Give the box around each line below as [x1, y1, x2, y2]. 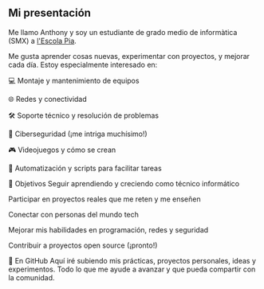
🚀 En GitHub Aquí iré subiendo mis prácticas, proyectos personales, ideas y [8, 256, 257, 265]
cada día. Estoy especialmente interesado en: [8, 60, 158, 69]
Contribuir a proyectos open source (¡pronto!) [8, 240, 158, 250]
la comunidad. [8, 272, 55, 282]
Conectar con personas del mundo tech [8, 209, 140, 219]
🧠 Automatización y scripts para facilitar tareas [8, 163, 162, 173]
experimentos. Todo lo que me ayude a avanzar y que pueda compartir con [8, 264, 256, 274]
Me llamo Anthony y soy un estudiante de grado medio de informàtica [8, 27, 238, 37]
